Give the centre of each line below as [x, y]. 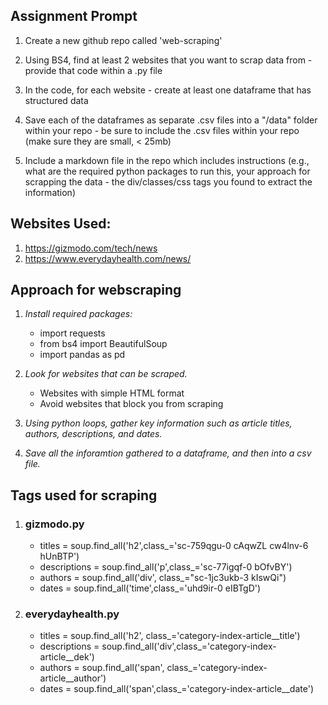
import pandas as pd [82, 355]
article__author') [73, 678]
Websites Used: [61, 224]
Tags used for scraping [84, 495]
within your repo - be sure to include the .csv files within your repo [162, 130]
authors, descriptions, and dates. [93, 434]
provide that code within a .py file [93, 70]
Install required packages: [78, 314]
